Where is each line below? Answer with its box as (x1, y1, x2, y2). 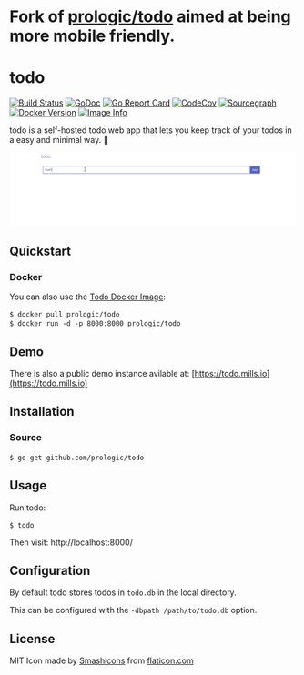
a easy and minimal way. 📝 (9, 135, 109, 146)
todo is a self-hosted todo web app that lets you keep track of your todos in (9, 125, 293, 136)
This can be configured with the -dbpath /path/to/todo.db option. (9, 605, 258, 616)
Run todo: (9, 502, 46, 513)
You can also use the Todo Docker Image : (9, 291, 167, 302)
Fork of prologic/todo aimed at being (9, 6, 291, 27)
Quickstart (9, 243, 72, 258)
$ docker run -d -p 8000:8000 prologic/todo (9, 319, 181, 328)
